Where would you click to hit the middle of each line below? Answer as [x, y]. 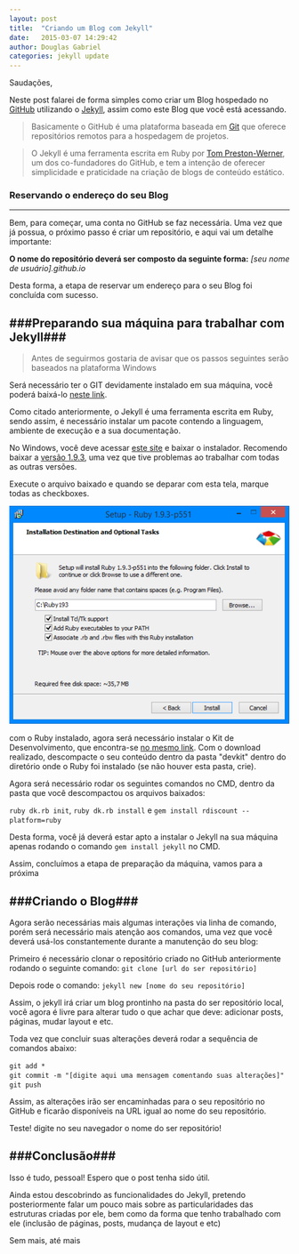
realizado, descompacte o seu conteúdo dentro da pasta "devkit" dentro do [148, 757]
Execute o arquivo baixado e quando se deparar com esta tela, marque [139, 484]
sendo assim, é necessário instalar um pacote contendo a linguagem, [137, 422]
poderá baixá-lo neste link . [58, 395]
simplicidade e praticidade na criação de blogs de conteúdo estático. [158, 173]
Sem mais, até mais [45, 1240]
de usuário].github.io [48, 269]
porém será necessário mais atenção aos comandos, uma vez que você [141, 932]
